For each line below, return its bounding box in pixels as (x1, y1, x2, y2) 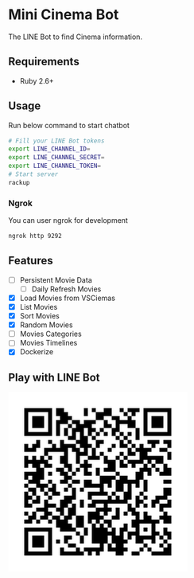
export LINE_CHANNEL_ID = (8, 145, 91, 153)
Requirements (8, 55, 80, 68)
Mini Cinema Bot (8, 6, 119, 24)
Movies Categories (19, 329, 82, 339)
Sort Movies (19, 311, 60, 321)
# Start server (8, 170, 59, 178)
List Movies (19, 302, 58, 311)
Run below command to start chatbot (8, 120, 130, 130)
